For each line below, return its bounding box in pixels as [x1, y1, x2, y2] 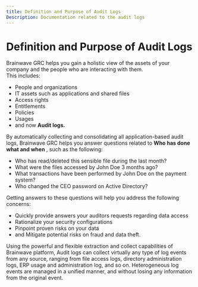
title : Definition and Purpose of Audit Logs [6, 8, 121, 15]
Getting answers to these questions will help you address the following [6, 194, 180, 201]
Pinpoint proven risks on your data [14, 224, 99, 232]
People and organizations [14, 84, 78, 91]
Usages [14, 116, 34, 123]
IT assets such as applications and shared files [14, 90, 130, 97]
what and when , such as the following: [6, 146, 103, 153]
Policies [14, 109, 34, 116]
